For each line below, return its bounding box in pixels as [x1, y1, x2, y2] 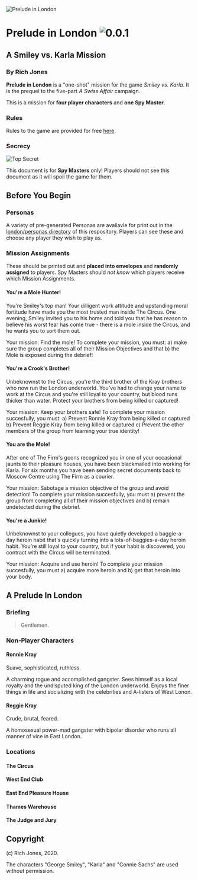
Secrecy [6, 142, 31, 151]
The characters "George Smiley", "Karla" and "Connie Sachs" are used [6, 860, 178, 868]
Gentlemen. [20, 621, 49, 629]
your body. [6, 573, 33, 581]
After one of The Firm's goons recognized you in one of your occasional [6, 454, 182, 461]
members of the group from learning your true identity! [6, 427, 140, 434]
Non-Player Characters [6, 636, 74, 645]
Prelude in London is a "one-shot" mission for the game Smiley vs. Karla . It [6, 81, 189, 88]
